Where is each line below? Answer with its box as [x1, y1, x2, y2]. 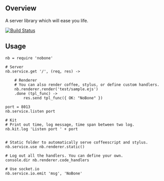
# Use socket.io [5, 166, 39, 171]
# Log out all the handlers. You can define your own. [5, 153, 124, 158]
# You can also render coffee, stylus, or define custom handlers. [14, 82, 159, 87]
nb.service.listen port [5, 108, 56, 114]
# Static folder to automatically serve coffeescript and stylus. [5, 139, 148, 145]
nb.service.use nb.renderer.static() [5, 144, 85, 149]
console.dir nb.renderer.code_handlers [5, 157, 90, 163]
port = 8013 [5, 104, 30, 110]
